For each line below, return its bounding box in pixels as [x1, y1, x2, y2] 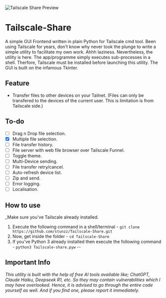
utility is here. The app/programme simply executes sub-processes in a [5, 54, 151, 60]
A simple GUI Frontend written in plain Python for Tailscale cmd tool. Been [5, 38, 156, 44]
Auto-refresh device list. [12, 170, 62, 176]
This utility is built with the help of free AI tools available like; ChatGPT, [5, 271, 150, 277]
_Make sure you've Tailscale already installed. [5, 214, 99, 220]
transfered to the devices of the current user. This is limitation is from [12, 97, 154, 104]
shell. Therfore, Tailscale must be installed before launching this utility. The [5, 60, 159, 65]
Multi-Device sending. [12, 158, 58, 164]
